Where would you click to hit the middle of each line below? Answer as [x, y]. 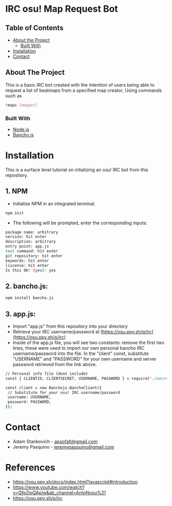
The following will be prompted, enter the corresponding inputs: [80, 223]
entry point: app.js [27, 246]
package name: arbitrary [32, 232]
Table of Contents [35, 28]
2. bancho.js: [27, 286]
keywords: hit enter [27, 261]
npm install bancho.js [29, 298]
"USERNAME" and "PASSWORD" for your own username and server [84, 359]
